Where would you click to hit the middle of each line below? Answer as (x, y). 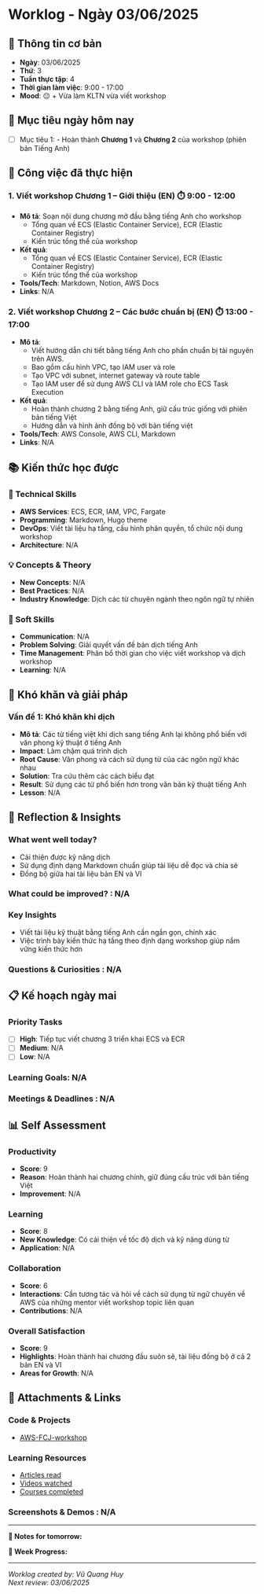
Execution (48, 392)
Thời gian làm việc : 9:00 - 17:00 (71, 87)
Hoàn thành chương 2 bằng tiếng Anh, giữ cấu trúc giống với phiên (139, 409)
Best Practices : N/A (52, 591)
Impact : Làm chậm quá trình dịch (73, 751)
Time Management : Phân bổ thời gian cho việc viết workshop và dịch (132, 653)
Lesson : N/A (40, 793)
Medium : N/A (42, 1048)
